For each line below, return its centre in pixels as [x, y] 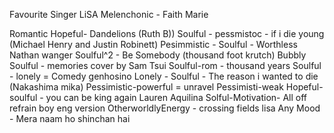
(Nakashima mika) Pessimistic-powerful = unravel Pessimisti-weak [146, 87]
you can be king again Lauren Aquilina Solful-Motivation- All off [176, 97]
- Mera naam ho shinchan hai [70, 118]
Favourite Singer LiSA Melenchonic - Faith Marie [109, 14]
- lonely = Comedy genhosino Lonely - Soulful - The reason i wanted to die [164, 76]
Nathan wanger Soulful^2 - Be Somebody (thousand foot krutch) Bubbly [158, 55]
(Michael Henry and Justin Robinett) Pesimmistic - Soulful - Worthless [153, 44]
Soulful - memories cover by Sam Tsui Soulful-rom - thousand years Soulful [165, 65]
